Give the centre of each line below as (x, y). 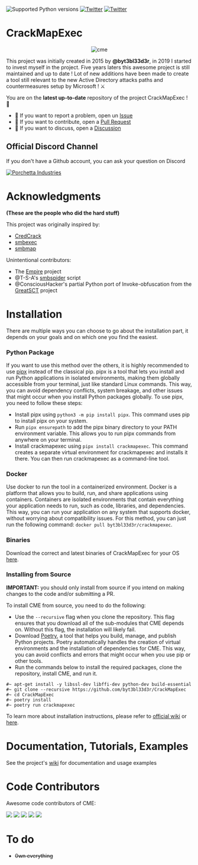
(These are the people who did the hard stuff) (63, 213)
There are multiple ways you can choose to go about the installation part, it (97, 331)
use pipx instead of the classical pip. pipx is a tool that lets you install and (95, 371)
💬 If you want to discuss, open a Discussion (68, 128)
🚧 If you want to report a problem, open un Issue (74, 115)
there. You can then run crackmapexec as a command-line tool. (92, 458)
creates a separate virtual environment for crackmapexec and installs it (101, 452)
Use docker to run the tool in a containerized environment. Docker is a (92, 487)
